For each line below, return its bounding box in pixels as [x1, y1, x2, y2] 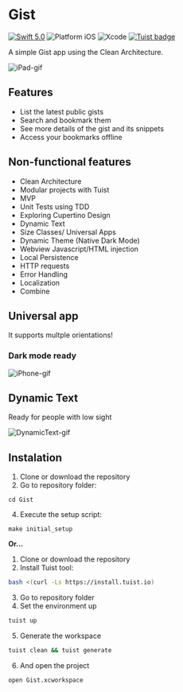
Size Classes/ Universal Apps [19, 227, 117, 236]
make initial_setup [8, 525, 73, 534]
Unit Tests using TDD [19, 201, 90, 212]
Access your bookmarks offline [19, 132, 123, 142]
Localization [19, 278, 60, 287]
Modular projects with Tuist [19, 185, 110, 194]
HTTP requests [19, 261, 70, 270]
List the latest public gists [19, 107, 104, 116]
